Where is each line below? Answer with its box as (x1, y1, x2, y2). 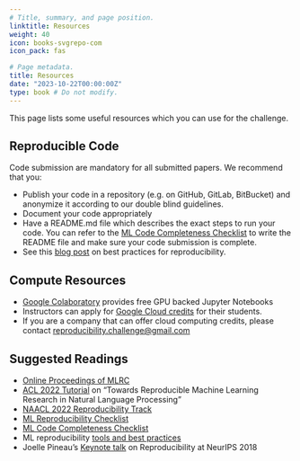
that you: (9, 172, 42, 182)
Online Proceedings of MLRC (22, 375, 130, 386)
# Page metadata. (9, 63, 75, 72)
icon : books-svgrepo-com (9, 38, 102, 48)
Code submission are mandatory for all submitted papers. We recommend (9, 163, 283, 173)
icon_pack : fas (9, 47, 66, 56)
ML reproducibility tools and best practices (22, 432, 181, 443)
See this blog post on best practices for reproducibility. (22, 246, 226, 257)
